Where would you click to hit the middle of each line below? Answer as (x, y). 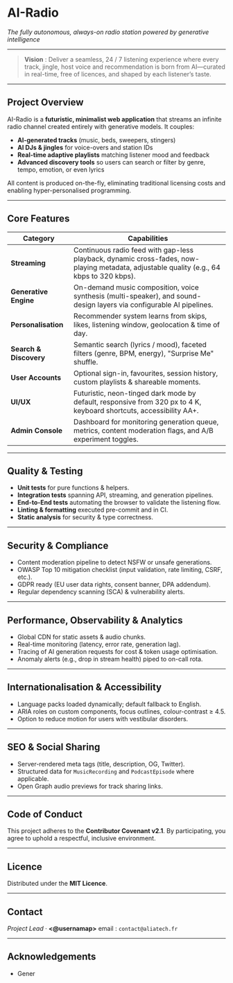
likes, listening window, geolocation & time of (147, 324)
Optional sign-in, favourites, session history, (146, 373)
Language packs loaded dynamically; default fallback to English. (109, 704)
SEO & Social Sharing (54, 747)
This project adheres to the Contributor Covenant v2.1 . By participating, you (116, 831)
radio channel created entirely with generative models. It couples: (101, 126)
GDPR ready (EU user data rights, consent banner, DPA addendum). (114, 585)
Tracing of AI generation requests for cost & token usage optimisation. (118, 652)
